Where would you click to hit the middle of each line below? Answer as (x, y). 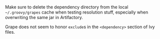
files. (10, 32)
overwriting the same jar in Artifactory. (44, 17)
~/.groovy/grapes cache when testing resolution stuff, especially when (77, 12)
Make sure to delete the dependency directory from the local (67, 7)
